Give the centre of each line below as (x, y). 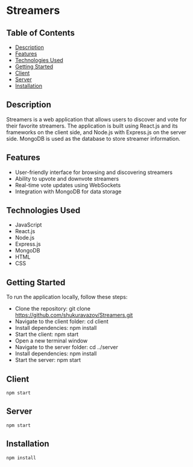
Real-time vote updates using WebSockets (68, 185)
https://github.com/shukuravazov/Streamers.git (74, 315)
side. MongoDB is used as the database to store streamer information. (93, 138)
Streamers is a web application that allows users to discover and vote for (96, 119)
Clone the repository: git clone (52, 309)
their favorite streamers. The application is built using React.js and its (92, 126)
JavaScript (28, 225)
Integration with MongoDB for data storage (68, 192)
